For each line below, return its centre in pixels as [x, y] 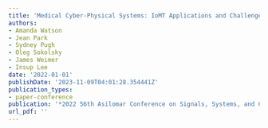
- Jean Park [28, 38]
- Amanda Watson [35, 30]
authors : [23, 23]
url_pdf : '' [28, 112]
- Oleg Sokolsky [35, 52]
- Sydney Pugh [32, 45]
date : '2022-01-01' [41, 75]
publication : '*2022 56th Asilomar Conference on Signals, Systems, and [132, 104]
